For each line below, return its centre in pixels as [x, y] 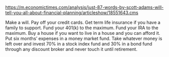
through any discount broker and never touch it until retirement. [71, 49]
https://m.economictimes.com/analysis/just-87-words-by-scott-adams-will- [85, 7]
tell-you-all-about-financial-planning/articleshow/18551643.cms [72, 13]
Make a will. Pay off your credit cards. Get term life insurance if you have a [83, 22]
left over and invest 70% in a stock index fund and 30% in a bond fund [79, 44]
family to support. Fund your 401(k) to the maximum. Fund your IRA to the [82, 28]
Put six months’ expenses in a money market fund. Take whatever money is [84, 38]
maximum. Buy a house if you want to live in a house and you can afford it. [83, 33]
